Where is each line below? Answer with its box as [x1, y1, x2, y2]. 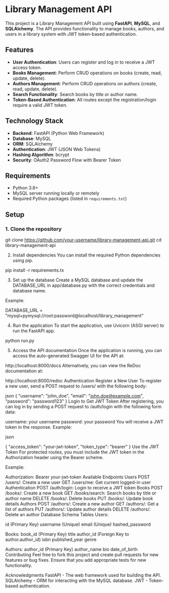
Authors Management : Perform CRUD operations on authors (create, [12, 80, 157, 86]
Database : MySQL [12, 135, 51, 141]
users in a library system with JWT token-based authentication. [5, 31, 137, 37]
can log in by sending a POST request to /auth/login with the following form [5, 404, 162, 410]
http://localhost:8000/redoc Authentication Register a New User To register [5, 378, 162, 384]
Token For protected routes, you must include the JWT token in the [5, 449, 145, 455]
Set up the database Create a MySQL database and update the [12, 277, 143, 283]
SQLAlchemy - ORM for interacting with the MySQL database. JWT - [5, 577, 148, 584]
